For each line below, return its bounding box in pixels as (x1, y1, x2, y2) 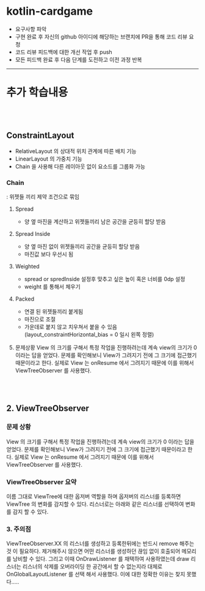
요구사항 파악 (15, 25, 47, 32)
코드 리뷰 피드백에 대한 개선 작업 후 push (15, 48, 113, 56)
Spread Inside (15, 230, 51, 237)
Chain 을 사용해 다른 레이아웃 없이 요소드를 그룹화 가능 (15, 162, 145, 170)
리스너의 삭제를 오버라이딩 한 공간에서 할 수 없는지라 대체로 (22, 563, 163, 570)
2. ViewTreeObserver (6, 403, 90, 414)
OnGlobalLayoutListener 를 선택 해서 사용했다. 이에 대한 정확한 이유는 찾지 (6, 571, 185, 578)
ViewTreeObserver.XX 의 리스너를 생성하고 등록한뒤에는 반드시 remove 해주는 (6, 540, 195, 548)
